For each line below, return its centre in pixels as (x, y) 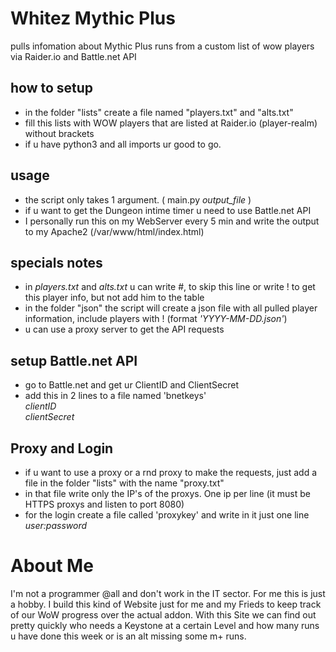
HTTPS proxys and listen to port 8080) (104, 504)
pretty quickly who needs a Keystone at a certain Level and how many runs (165, 625)
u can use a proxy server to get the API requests (124, 329)
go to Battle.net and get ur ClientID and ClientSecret (132, 385)
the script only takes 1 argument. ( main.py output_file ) (138, 199)
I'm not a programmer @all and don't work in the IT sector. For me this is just (168, 593)
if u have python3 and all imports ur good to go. (123, 144)
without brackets (59, 133)
